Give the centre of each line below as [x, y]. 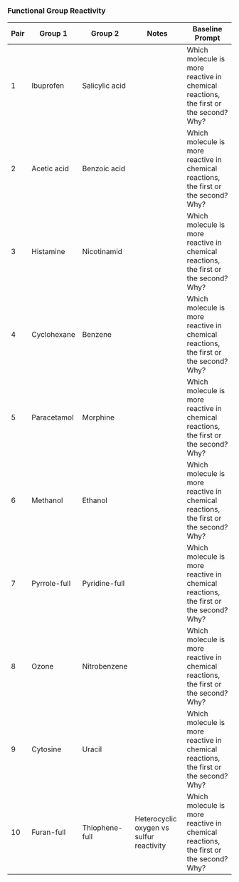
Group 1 [53, 34]
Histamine [48, 252]
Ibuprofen [48, 86]
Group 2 [105, 34]
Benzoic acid [104, 168]
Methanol [47, 500]
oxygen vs [152, 828]
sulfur [144, 837]
